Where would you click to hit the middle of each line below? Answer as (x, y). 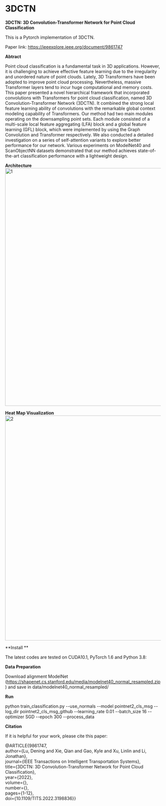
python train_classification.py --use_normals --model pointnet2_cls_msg (79, 706)
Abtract (13, 56)
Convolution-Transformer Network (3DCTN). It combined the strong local (80, 103)
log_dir (12, 711)
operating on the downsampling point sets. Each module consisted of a (78, 119)
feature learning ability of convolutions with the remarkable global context (80, 108)
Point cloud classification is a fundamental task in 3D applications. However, (83, 66)
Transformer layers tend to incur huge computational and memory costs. (79, 87)
